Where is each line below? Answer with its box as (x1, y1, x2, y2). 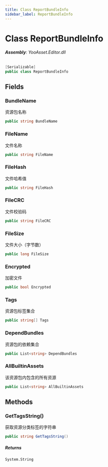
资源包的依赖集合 (5, 341, 39, 347)
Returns (5, 444, 22, 450)
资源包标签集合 (5, 308, 35, 314)
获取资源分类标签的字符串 (5, 424, 56, 430)
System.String (5, 457, 34, 462)
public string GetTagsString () (5, 434, 69, 439)
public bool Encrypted (5, 285, 51, 290)
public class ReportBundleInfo (5, 69, 69, 74)
